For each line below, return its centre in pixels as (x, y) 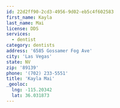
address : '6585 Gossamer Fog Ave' (49, 51)
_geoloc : (17, 85)
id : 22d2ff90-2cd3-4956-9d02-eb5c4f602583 (60, 12)
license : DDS (22, 28)
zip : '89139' (22, 67)
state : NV (19, 62)
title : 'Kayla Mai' (31, 79)
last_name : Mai (25, 23)
